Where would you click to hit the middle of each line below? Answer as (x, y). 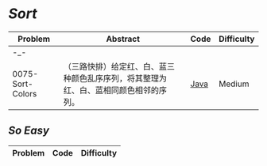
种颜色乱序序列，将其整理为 (115, 78)
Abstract (123, 39)
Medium (234, 84)
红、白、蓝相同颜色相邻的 (111, 90)
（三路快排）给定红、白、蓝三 (119, 66)
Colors (25, 93)
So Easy (29, 131)
